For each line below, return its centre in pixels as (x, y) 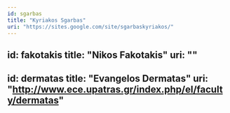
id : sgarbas (25, 14)
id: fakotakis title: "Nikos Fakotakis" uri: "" (102, 55)
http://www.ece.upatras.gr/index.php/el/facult (117, 90)
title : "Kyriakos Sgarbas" (47, 20)
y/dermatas (33, 101)
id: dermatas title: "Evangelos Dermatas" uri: (108, 78)
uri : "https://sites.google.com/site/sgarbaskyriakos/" (90, 27)
